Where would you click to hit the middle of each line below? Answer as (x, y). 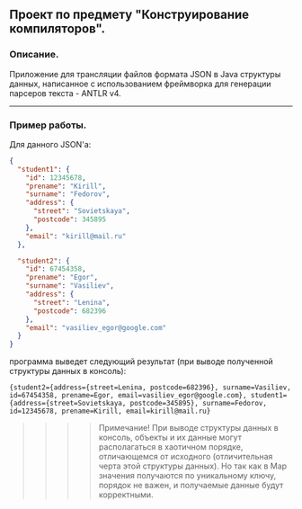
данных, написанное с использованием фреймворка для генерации (140, 84)
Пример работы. (48, 125)
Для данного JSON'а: (50, 144)
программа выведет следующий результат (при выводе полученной (142, 362)
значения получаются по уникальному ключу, (187, 476)
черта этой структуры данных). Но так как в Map (193, 466)
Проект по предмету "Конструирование (129, 15)
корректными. (126, 495)
